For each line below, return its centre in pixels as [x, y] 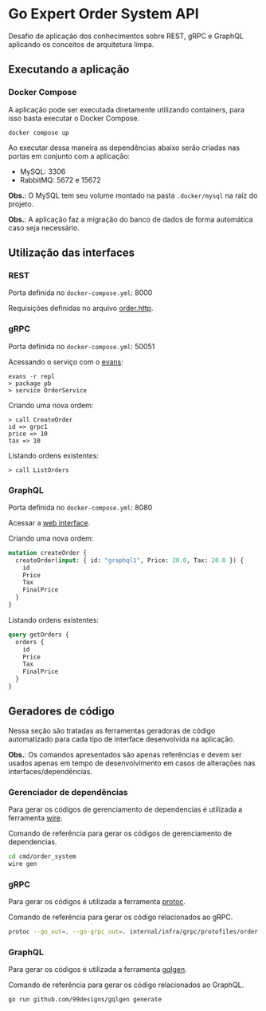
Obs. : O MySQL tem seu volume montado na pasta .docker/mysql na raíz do [133, 195]
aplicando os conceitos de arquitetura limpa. [81, 44]
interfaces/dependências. [51, 771]
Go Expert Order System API [104, 14]
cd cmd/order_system [43, 857]
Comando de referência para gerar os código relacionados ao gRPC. [121, 917]
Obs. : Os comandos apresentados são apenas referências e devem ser [125, 754]
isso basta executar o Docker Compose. [74, 118]
